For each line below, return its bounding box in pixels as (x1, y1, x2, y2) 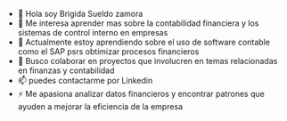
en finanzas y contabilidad (17, 65, 115, 76)
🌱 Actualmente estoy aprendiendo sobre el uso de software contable (17, 36, 270, 47)
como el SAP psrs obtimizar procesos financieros (17, 46, 200, 57)
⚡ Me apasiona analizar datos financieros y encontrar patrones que (17, 89, 265, 99)
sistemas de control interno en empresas (17, 28, 168, 37)
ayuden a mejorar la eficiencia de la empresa (17, 101, 184, 111)
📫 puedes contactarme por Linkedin (17, 76, 153, 85)
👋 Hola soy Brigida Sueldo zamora (17, 9, 143, 19)
